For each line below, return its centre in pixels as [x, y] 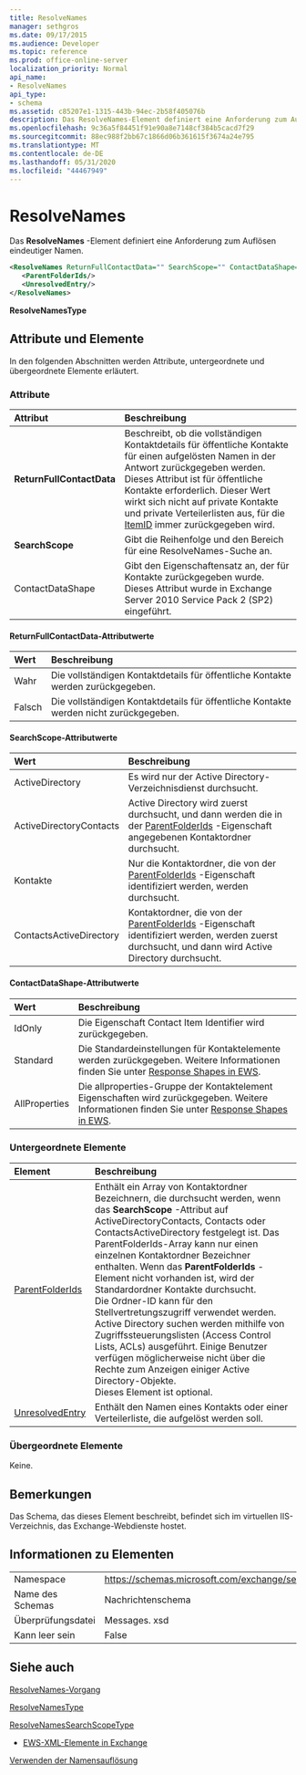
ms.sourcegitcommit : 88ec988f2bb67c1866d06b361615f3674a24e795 [132, 137]
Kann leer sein [45, 1634]
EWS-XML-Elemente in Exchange [85, 1742]
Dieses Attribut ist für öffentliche [194, 478]
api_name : [28, 78]
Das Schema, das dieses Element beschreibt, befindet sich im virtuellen [144, 1516]
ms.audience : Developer [55, 43]
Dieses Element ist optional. [153, 1392]
